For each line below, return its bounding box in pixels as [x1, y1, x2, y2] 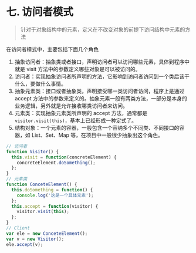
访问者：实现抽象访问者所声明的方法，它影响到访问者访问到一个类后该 [14, 73, 185, 80]
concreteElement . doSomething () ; [16, 160, 96, 166]
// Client [6, 225, 31, 231]
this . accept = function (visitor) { [11, 203, 99, 209]
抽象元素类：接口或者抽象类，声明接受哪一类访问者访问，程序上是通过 [14, 87, 185, 95]
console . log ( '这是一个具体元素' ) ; [16, 192, 94, 198]
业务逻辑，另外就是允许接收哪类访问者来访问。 [14, 102, 128, 109]
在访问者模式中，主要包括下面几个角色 [6, 45, 99, 53]
